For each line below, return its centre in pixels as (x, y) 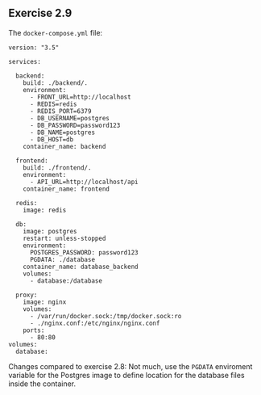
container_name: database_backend (81, 267)
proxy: (27, 295)
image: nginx (45, 302)
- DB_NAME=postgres (62, 132)
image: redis (45, 210)
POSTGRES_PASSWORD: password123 (84, 252)
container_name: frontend (66, 189)
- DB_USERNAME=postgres (70, 118)
